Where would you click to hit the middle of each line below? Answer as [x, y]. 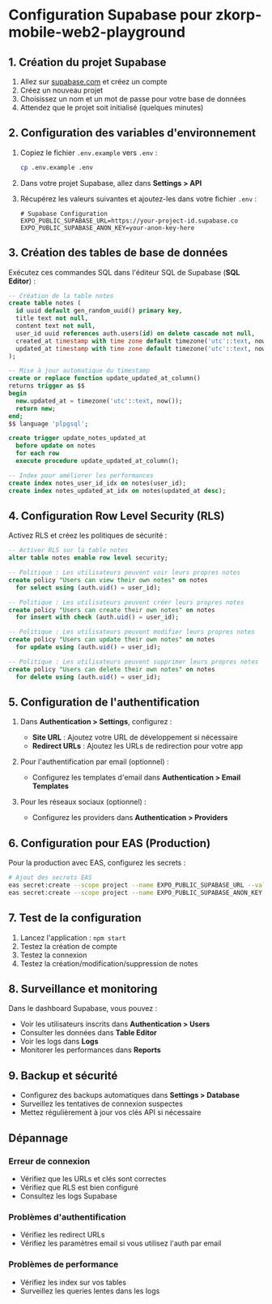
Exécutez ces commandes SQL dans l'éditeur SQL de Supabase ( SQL [124, 272]
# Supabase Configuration [64, 214]
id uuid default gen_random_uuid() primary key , [99, 311]
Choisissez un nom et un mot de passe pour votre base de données [133, 99]
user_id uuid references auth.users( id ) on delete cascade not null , [135, 333]
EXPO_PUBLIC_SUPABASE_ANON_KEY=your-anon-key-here [107, 228]
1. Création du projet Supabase [87, 62]
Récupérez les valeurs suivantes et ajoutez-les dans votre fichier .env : [138, 199]
